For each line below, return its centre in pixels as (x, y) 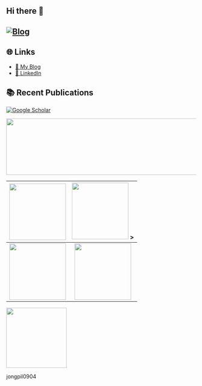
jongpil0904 (21, 376)
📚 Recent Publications (50, 92)
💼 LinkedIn (28, 73)
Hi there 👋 (25, 11)
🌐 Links (21, 52)
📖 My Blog (28, 66)
